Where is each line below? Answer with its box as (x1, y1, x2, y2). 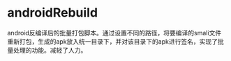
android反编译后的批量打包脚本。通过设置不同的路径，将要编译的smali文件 (7, 28, 222, 37)
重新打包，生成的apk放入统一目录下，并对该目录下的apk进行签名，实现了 (7, 37, 218, 46)
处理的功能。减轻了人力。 (13, 46, 87, 54)
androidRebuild (7, 5, 98, 21)
